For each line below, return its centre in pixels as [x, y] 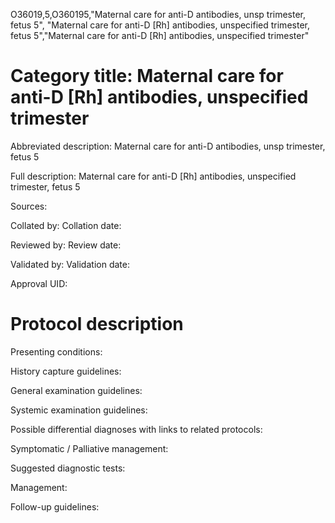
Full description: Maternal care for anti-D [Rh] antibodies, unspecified [153, 176]
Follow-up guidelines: [55, 506]
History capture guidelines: [66, 371]
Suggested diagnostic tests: [68, 468]
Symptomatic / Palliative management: [89, 448]
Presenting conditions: [56, 351]
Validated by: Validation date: [70, 264]
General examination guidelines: [76, 390]
